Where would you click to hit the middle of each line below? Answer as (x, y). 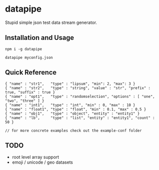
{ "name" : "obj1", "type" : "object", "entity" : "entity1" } (72, 113)
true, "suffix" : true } (30, 92)
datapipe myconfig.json (29, 57)
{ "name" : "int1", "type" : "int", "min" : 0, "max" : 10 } (70, 105)
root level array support (35, 157)
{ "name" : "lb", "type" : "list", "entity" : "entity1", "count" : (80, 118)
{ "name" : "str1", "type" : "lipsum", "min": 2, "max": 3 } (70, 84)
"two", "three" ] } (25, 101)
